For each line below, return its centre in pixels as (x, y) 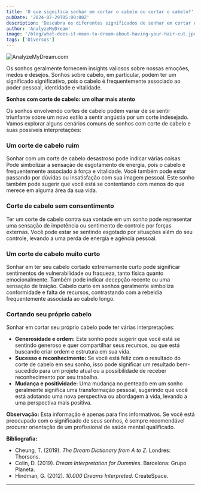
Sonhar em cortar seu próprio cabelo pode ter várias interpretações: (91, 327)
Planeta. (25, 469)
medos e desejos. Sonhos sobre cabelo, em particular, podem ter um (91, 75)
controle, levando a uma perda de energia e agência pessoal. (82, 238)
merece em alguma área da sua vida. (52, 190)
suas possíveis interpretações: (44, 130)
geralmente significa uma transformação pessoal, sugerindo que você (101, 390)
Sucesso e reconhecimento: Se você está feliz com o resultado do (98, 358)
